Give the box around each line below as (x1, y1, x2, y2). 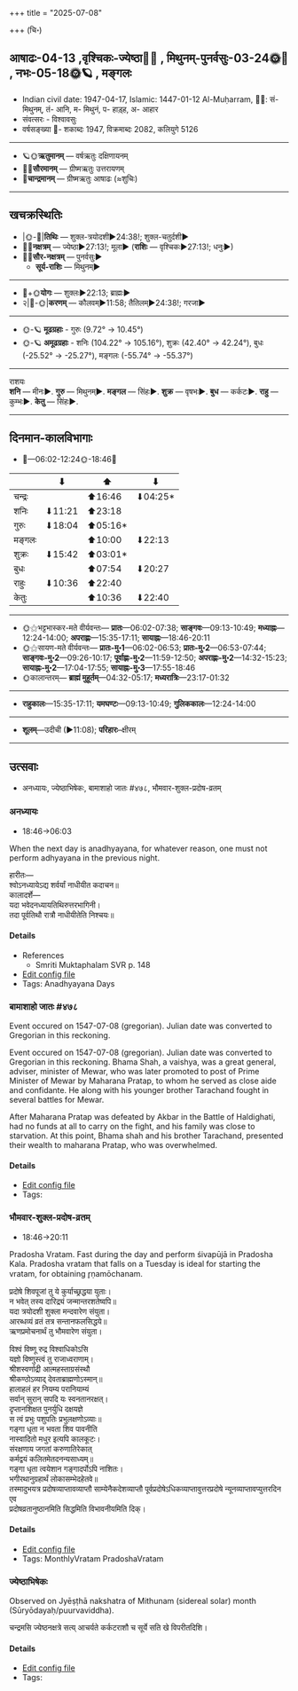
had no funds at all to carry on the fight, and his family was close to (9, 1121, 255, 1132)
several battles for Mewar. (9, 1095, 105, 1105)
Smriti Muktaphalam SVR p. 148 (35, 959, 151, 970)
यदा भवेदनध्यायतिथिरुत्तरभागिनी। (9, 900, 101, 910)
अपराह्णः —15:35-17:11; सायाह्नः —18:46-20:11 (70, 633, 210, 643)
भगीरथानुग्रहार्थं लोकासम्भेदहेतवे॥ (9, 1473, 98, 1484)
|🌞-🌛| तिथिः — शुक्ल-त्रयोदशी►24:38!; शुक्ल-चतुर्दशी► (21, 231, 189, 242)
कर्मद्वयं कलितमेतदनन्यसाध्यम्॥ (9, 1453, 94, 1464)
